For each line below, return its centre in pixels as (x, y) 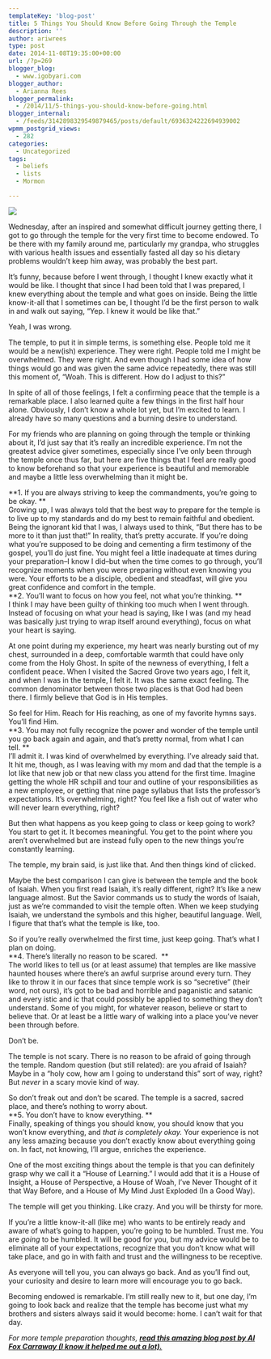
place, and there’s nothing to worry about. (78, 1106)
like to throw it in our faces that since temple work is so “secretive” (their (129, 982)
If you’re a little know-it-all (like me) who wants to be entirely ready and (127, 1221)
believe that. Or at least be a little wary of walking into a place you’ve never (133, 1016)
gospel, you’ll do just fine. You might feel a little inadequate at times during (133, 552)
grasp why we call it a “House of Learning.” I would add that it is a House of (134, 1173)
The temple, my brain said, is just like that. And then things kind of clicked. (132, 864)
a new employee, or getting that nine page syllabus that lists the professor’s (134, 790)
